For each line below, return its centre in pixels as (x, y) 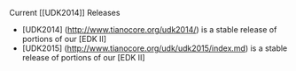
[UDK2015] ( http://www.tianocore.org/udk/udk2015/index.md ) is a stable (155, 48)
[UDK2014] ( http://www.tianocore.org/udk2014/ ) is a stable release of (149, 29)
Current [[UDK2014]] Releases (65, 13)
